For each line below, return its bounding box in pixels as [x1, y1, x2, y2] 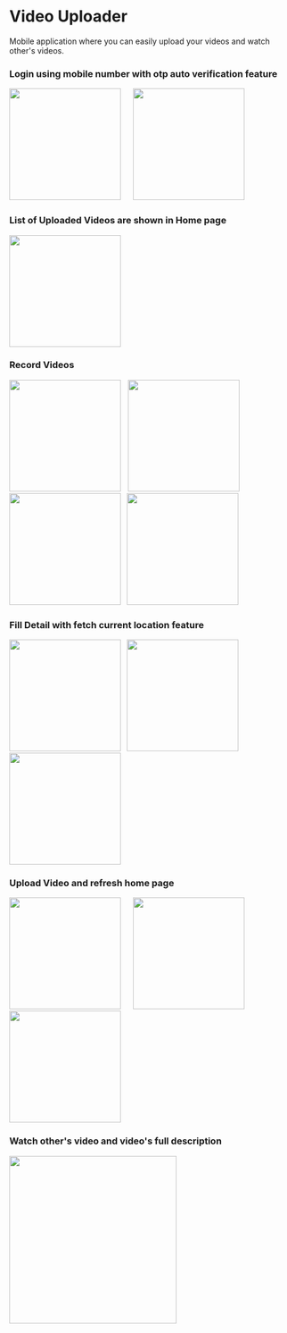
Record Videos [9, 359, 75, 372]
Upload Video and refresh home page [9, 877, 175, 890]
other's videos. [9, 45, 65, 55]
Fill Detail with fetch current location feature [9, 618, 205, 631]
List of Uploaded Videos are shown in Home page [9, 214, 227, 227]
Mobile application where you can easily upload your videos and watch [9, 36, 270, 46]
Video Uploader [9, 6, 127, 27]
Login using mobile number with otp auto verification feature [9, 67, 278, 80]
